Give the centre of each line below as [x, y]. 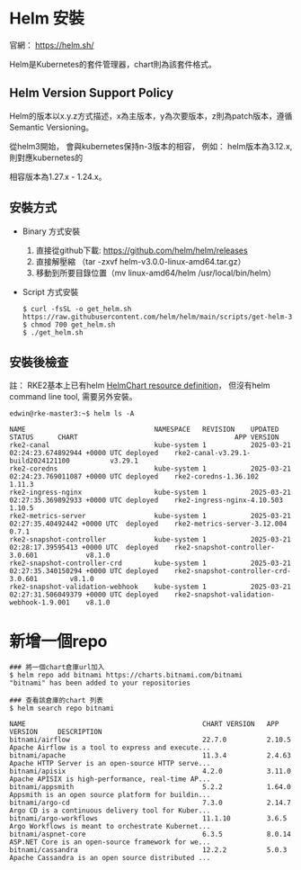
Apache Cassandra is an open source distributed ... [110, 858]
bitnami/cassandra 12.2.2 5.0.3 [148, 850]
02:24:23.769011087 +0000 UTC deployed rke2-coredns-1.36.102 [134, 477]
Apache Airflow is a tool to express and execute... [110, 748]
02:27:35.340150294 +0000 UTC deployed [84, 571]
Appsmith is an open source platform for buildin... [110, 795]
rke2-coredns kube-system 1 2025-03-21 [150, 469]
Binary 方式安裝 [51, 231]
